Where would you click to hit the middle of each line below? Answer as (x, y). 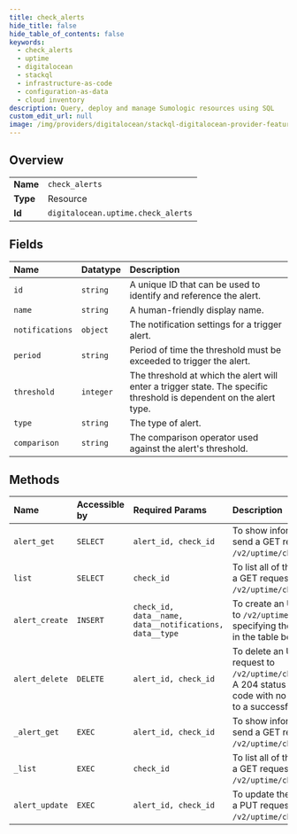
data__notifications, (179, 625)
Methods (34, 480)
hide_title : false (43, 26)
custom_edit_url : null (51, 116)
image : (21, 125)
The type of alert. (165, 423)
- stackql (35, 75)
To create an (259, 604)
